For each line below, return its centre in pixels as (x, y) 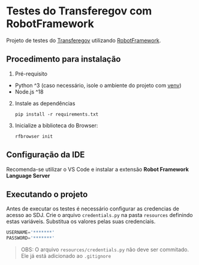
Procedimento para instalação (64, 59)
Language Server (28, 176)
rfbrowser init (34, 136)
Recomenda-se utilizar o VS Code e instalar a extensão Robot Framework (97, 169)
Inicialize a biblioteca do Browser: (56, 125)
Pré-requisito (31, 74)
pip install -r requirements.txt (57, 114)
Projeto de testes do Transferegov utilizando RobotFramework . (84, 40)
